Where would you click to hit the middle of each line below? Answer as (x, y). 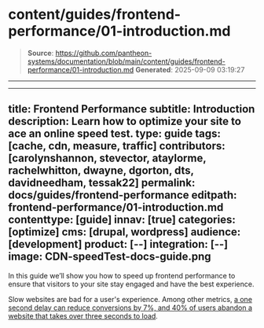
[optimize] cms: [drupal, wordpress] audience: (125, 232)
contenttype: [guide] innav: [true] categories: (122, 220)
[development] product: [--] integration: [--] (118, 244)
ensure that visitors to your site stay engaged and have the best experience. (131, 284)
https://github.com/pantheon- (104, 53)
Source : (40, 53)
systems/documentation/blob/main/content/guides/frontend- (126, 61)
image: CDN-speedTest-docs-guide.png (110, 257)
